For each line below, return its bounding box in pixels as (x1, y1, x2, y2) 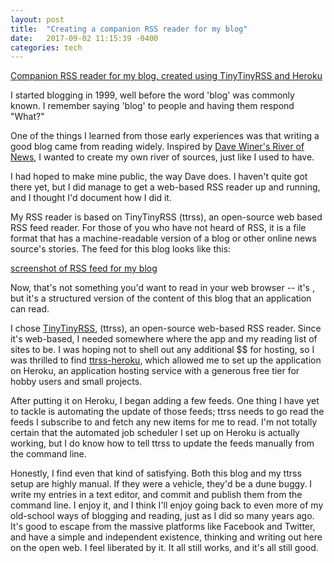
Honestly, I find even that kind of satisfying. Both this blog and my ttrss (10, 467, 302, 480)
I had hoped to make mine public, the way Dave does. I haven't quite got (10, 171, 308, 183)
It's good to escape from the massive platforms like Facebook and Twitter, (10, 521, 316, 533)
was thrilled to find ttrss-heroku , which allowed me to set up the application (10, 354, 322, 366)
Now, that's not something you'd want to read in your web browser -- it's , (10, 282, 315, 294)
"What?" (10, 111, 45, 123)
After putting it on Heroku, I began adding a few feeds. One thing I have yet (10, 395, 320, 407)
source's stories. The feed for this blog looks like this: (10, 243, 232, 255)
